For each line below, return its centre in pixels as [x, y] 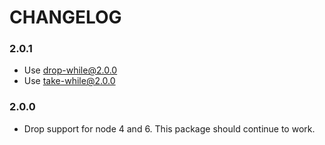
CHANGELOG [65, 17]
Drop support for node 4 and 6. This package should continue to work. [169, 128]
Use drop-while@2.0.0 [70, 70]
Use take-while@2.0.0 [69, 81]
